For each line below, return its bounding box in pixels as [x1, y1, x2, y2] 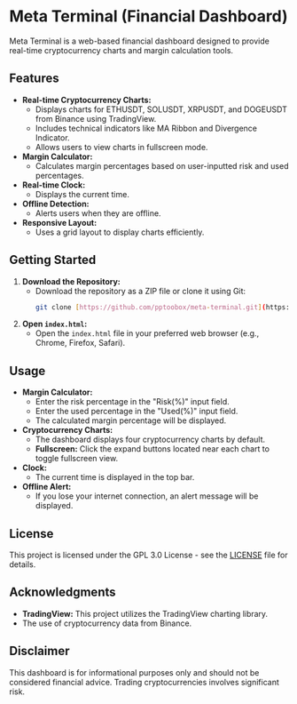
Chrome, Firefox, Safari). [35, 338, 126, 348]
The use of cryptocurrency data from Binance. [21, 618, 192, 628]
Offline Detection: [21, 198, 90, 209]
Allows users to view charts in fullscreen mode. [35, 141, 208, 152]
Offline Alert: [21, 482, 72, 492]
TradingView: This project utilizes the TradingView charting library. [21, 608, 269, 619]
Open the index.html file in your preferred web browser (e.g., [35, 328, 260, 339]
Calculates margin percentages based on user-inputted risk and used [35, 160, 289, 171]
